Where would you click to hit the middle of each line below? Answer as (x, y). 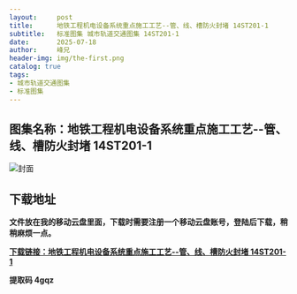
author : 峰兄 (40, 50)
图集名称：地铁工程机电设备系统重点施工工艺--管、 (148, 129)
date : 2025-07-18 (53, 42)
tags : (19, 75)
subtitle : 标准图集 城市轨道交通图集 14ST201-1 (94, 34)
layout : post (41, 17)
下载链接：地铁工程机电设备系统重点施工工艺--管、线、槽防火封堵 (129, 252)
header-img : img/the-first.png (67, 58)
